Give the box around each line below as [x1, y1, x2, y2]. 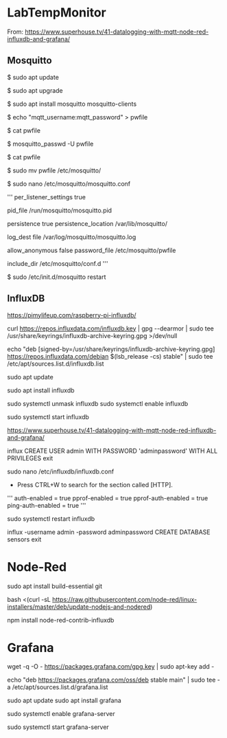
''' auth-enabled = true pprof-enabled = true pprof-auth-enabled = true [7, 493, 208, 502]
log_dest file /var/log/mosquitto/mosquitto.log [7, 232, 136, 241]
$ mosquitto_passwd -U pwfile [7, 139, 94, 148]
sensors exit [7, 535, 42, 544]
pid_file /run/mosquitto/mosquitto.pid [7, 206, 112, 214]
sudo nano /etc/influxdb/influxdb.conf [7, 467, 115, 476]
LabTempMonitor [7, 5, 106, 21]
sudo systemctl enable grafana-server [7, 710, 115, 718]
